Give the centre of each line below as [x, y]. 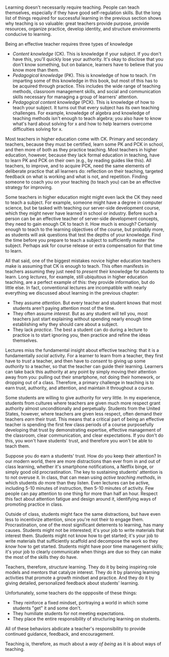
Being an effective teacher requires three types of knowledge [69, 44]
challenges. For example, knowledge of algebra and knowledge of [81, 113]
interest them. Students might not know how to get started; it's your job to [82, 536]
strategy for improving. [29, 187]
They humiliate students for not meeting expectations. [69, 613]
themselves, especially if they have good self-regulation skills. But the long [83, 13]
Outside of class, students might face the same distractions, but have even [83, 514]
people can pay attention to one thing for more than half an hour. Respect [81, 494]
